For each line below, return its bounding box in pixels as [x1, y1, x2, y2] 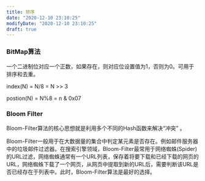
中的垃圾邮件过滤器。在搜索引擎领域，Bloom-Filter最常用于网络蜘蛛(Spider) [6, 145, 198, 152]
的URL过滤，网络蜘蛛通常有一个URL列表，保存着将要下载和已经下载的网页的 [6, 153, 199, 160]
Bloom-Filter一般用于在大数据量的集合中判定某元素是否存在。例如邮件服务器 [6, 137, 199, 145]
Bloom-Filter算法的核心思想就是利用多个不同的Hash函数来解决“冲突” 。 [6, 124, 185, 132]
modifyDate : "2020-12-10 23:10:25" [6, 20, 97, 26]
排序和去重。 [6, 70, 39, 77]
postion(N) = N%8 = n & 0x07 [6, 94, 81, 102]
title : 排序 [6, 9, 35, 15]
